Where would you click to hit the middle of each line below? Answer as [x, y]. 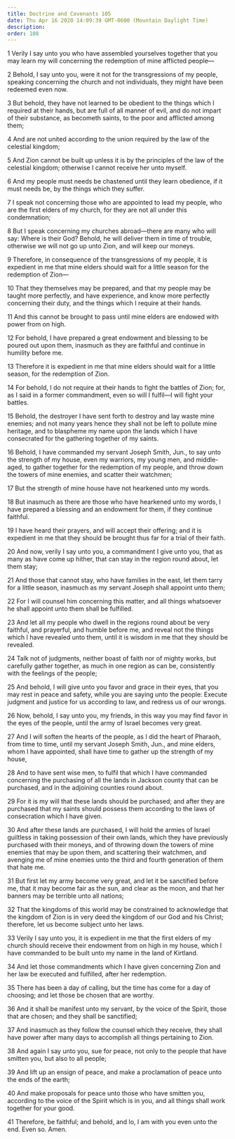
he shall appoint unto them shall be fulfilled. [70, 609]
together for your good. [41, 1108]
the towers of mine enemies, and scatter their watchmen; [90, 475]
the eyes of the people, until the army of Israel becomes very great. [105, 723]
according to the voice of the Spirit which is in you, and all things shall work [116, 1101]
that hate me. [26, 867]
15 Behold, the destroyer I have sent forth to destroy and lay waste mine [111, 416]
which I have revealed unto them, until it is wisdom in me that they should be [117, 637]
